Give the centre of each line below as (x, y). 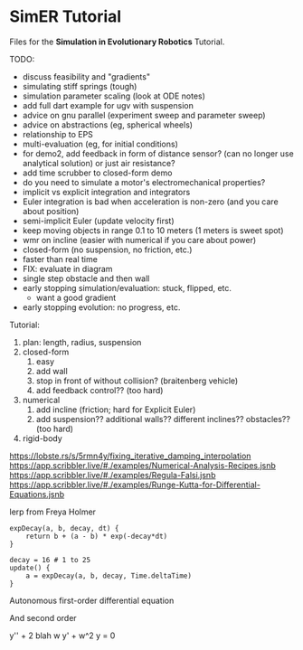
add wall (52, 371)
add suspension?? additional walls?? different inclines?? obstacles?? (163, 419)
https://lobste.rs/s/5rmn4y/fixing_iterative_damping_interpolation (130, 456)
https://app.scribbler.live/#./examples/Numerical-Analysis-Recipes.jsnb (142, 465)
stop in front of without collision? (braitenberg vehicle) (137, 381)
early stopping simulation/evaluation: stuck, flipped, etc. (127, 287)
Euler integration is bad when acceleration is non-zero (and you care (150, 202)
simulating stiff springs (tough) (80, 86)
